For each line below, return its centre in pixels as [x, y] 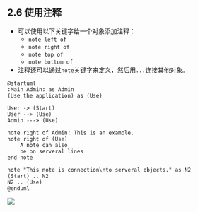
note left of [47, 40]
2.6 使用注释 [35, 13]
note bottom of [50, 62]
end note [20, 158]
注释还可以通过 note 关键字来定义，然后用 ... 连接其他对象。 [103, 70]
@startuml [22, 83]
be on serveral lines [52, 151]
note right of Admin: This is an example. [71, 133]
